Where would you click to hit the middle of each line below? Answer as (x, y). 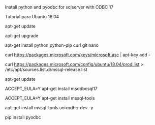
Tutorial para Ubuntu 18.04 (32, 16)
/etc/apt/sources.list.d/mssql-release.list (46, 69)
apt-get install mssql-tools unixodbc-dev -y (49, 108)
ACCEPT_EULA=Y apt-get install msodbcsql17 (51, 89)
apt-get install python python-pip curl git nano (52, 45)
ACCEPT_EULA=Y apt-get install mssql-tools (50, 98)
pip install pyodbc (23, 117)
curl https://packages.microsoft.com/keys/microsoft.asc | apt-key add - (78, 55)
